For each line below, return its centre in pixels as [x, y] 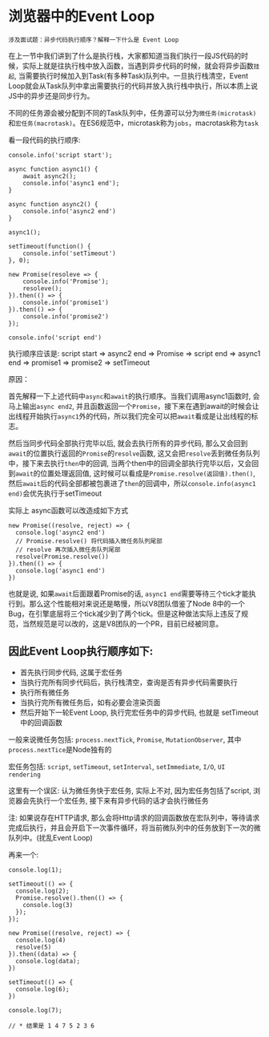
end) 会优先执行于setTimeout [55, 493]
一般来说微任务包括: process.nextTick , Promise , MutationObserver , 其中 [125, 739]
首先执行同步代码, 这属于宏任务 [71, 672]
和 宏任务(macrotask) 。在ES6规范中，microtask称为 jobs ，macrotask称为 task [133, 123]
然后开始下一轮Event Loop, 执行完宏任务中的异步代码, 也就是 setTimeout [139, 712]
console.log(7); [35, 1010]
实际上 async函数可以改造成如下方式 [68, 510]
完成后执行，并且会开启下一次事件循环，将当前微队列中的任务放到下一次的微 [134, 828]
